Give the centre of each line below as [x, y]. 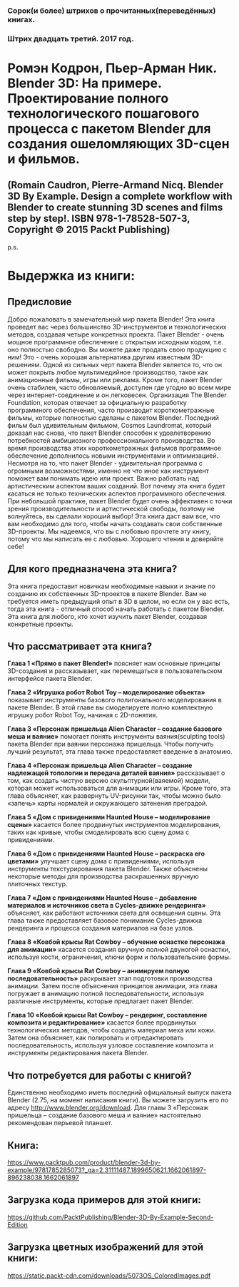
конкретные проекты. [40, 624]
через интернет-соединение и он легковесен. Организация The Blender [117, 395]
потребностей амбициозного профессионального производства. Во [111, 440]
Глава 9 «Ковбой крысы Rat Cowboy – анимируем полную [98, 971]
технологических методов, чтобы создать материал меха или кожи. [112, 1030]
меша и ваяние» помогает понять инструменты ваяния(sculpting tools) [116, 737]
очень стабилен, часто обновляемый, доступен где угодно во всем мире [119, 387]
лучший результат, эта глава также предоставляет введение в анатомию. [120, 752]
